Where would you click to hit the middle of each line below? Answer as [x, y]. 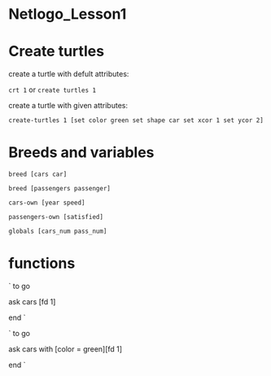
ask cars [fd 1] [32, 302]
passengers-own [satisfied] [56, 217]
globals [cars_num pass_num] [58, 232]
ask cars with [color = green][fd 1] [66, 349]
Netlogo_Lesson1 [68, 14]
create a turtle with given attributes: [68, 106]
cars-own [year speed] [47, 203]
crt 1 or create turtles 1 [52, 90]
